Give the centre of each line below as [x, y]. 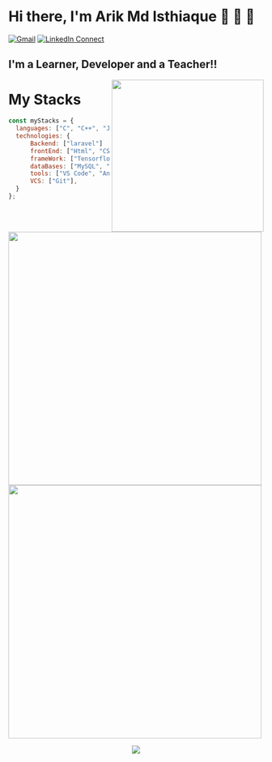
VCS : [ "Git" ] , [54, 182]
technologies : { [43, 136]
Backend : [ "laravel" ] [66, 143]
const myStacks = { [41, 121]
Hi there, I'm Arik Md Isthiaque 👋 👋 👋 [132, 17]
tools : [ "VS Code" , [62, 173]
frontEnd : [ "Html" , [62, 151]
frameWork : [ [52, 158]
